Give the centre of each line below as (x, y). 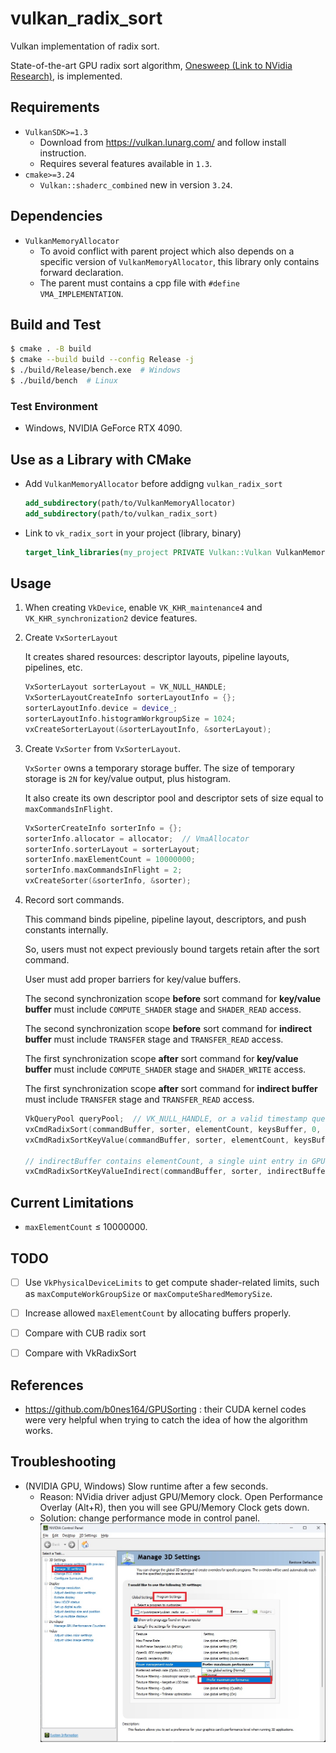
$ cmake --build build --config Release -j (102, 360)
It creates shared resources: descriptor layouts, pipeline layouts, (157, 657)
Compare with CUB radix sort (85, 1333)
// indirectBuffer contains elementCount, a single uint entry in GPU (175, 1161)
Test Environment (54, 406)
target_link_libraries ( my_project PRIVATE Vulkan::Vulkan (148, 552)
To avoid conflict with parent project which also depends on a (167, 251)
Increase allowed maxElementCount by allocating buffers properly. (158, 1313)
